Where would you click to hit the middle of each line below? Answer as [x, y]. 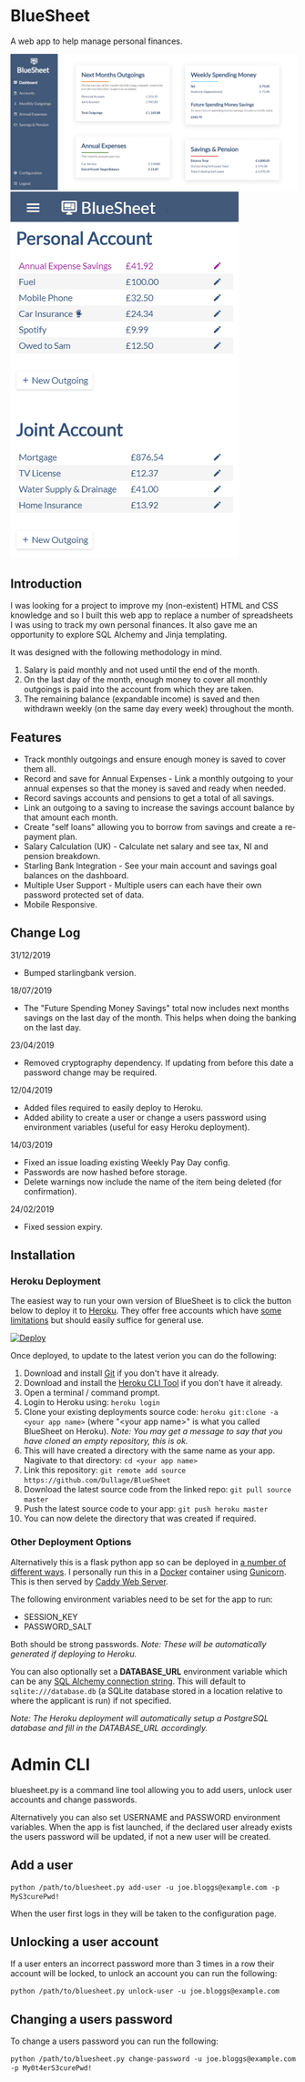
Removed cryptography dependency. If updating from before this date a [158, 1062]
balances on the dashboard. [76, 875]
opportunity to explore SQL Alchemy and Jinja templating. [119, 635]
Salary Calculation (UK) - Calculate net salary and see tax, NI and [146, 846]
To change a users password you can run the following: [115, 2041]
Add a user [42, 1866]
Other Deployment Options [71, 1543]
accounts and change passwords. [74, 1800]
